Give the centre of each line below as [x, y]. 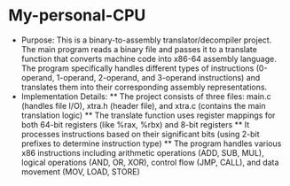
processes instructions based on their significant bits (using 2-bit [140, 134]
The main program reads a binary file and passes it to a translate [139, 49]
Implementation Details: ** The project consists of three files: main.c [146, 96]
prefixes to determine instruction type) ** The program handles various [151, 143]
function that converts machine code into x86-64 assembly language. [149, 58]
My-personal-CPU [77, 15]
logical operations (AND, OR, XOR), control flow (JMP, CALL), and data [150, 162]
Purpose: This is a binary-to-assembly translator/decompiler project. [146, 40]
